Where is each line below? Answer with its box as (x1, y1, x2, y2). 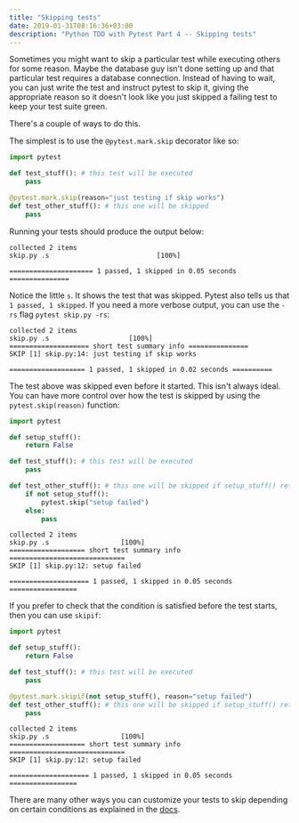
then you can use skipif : (9, 610, 101, 621)
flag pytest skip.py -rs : (19, 309, 110, 319)
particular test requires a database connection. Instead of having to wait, (9, 73, 276, 84)
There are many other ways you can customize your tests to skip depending (9, 795, 288, 805)
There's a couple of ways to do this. (9, 118, 141, 129)
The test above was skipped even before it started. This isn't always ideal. (9, 380, 281, 391)
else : (25, 506, 46, 515)
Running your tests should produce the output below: (9, 226, 205, 237)
